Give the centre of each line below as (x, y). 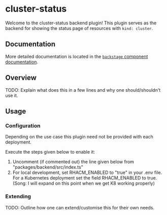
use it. (12, 95)
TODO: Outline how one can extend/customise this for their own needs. (80, 207)
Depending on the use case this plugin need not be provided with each (79, 137)
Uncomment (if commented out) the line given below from (73, 162)
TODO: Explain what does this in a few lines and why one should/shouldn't (83, 90)
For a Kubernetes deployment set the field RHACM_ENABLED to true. (85, 178)
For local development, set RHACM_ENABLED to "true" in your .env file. (87, 172)
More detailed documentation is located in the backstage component (77, 56)
